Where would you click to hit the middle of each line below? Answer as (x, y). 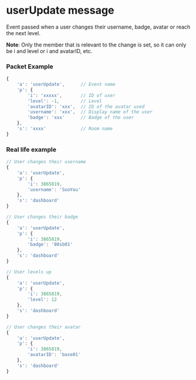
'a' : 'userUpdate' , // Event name (66, 85)
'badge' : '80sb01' (50, 245)
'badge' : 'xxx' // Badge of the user (81, 118)
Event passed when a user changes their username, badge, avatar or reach (98, 27)
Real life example (31, 149)
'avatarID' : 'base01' (54, 355)
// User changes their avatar (44, 327)
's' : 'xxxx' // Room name (65, 129)
